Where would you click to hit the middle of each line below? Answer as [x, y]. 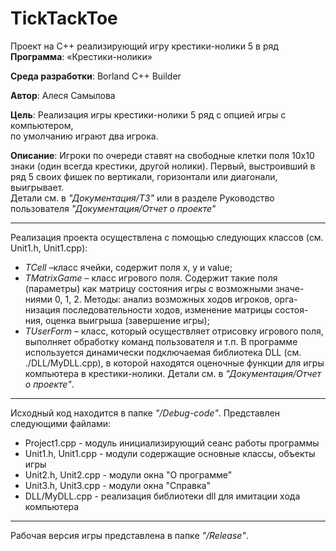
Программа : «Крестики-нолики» [81, 56]
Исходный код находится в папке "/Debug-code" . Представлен [145, 413]
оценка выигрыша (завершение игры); [127, 320]
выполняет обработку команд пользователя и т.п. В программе [161, 341]
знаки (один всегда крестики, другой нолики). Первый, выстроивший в [163, 166]
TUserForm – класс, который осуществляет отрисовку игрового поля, [174, 331]
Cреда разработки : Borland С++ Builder [96, 76]
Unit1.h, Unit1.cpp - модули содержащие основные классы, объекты [170, 453]
